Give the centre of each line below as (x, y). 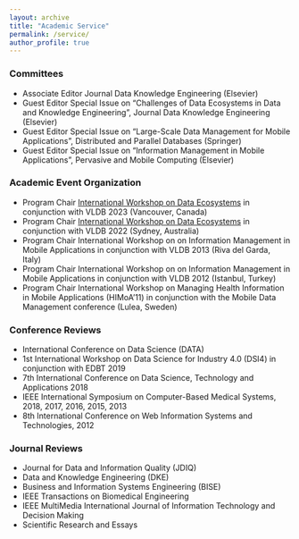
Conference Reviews (55, 330)
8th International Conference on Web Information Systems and (137, 416)
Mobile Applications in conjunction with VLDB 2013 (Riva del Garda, (146, 249)
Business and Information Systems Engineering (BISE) (121, 487)
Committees (37, 74)
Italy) (32, 259)
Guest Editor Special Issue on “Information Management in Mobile (143, 150)
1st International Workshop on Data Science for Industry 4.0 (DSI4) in (149, 359)
